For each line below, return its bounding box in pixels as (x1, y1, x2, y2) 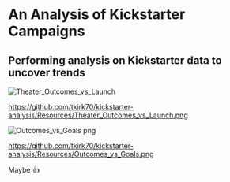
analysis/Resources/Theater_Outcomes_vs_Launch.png (8, 110, 188, 120)
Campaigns (8, 22, 85, 40)
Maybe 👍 (8, 165, 40, 174)
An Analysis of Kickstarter (8, 6, 186, 24)
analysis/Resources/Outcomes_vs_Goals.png (8, 150, 154, 158)
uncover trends (8, 65, 85, 80)
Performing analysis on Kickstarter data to (8, 54, 223, 67)
